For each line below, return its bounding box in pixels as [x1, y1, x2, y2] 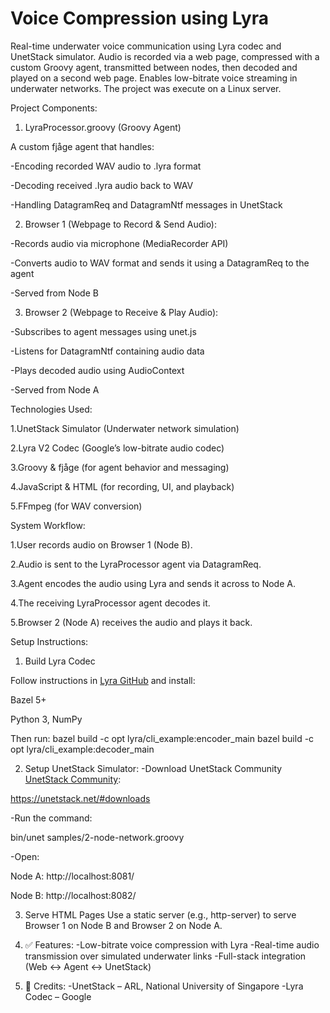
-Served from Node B [10, 287, 99, 299]
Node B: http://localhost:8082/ [10, 889, 137, 901]
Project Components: [10, 102, 98, 114]
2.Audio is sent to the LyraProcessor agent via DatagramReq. [10, 558, 262, 570]
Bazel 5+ [10, 693, 47, 706]
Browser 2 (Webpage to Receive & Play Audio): [24, 306, 219, 318]
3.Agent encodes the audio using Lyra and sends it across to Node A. [10, 577, 296, 589]
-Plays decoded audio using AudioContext [10, 364, 185, 376]
